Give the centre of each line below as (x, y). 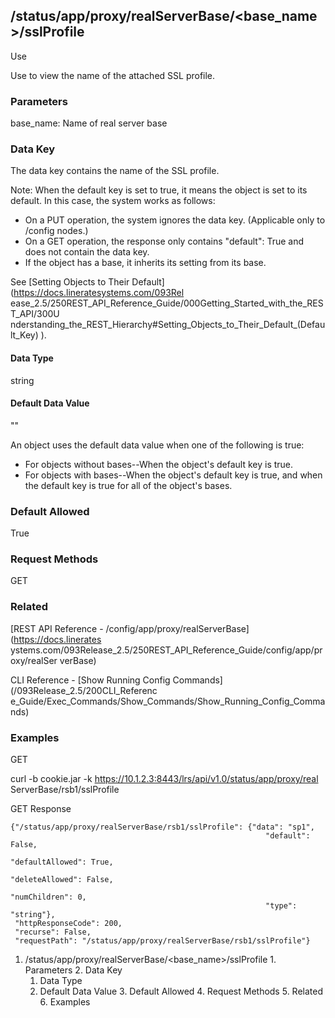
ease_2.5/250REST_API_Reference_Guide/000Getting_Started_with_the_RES (167, 303)
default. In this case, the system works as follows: (113, 201)
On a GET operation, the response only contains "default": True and (164, 241)
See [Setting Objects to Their (70, 282)
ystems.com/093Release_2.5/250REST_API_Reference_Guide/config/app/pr (166, 650)
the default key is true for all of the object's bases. (128, 485)
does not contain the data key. (87, 252)
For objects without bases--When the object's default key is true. (159, 464)
